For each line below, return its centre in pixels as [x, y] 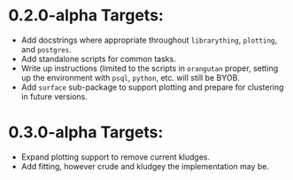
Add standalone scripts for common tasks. [98, 59]
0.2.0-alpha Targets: [86, 16]
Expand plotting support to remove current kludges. [116, 157]
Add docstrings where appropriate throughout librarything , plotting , [149, 40]
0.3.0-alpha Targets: [86, 133]
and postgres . [46, 49]
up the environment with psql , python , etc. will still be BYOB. [131, 77]
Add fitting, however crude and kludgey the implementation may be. [145, 166]
